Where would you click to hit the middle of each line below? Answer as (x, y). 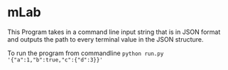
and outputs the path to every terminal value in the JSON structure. (105, 39)
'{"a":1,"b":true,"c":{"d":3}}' (55, 60)
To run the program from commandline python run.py (86, 53)
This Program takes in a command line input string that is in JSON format (114, 32)
